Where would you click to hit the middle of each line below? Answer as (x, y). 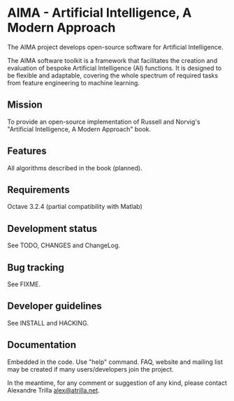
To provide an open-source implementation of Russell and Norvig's (104, 122)
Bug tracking (36, 267)
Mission (25, 105)
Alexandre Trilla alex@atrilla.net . (53, 390)
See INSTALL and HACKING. (48, 323)
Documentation (42, 345)
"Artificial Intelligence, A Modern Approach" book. (79, 129)
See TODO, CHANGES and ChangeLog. (64, 245)
